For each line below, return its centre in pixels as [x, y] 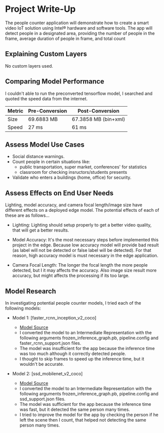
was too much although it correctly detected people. [73, 354]
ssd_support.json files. [42, 399]
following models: [23, 308]
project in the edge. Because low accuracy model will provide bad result [85, 245]
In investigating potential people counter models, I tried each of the [73, 303]
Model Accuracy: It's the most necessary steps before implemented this [85, 240]
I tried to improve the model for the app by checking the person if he [89, 415]
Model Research [31, 291]
